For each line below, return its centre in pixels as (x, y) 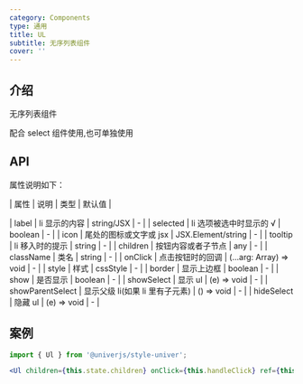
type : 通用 (28, 26)
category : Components (50, 18)
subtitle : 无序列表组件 (50, 43)
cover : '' (28, 52)
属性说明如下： (37, 184)
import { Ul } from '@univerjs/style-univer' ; (98, 355)
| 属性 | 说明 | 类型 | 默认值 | (60, 203)
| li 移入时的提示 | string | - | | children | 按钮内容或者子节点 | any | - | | (138, 246)
